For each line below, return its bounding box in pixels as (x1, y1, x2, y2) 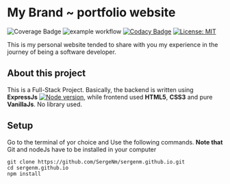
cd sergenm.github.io (7, 164, 69, 171)
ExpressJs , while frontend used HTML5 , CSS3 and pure (7, 93, 213, 101)
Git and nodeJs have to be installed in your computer (7, 145, 157, 153)
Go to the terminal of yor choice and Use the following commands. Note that (7, 138, 223, 146)
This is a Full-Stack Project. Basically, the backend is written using (7, 85, 194, 93)
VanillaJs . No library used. (7, 100, 83, 108)
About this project (7, 67, 86, 79)
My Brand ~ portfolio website (7, 5, 176, 20)
